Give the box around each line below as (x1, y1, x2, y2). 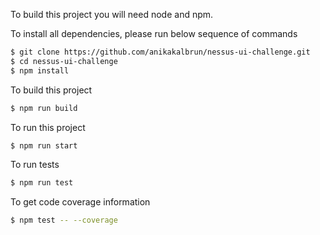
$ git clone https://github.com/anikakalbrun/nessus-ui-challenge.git (10, 47, 311, 57)
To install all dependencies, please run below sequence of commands (10, 28, 298, 39)
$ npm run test (10, 178, 74, 188)
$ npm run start (10, 140, 78, 151)
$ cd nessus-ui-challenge (10, 56, 118, 66)
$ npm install (10, 65, 70, 76)
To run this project (10, 121, 86, 133)
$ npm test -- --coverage (10, 215, 118, 226)
